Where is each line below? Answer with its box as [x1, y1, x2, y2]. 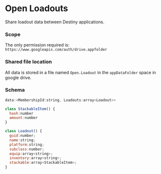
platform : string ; [9, 142, 45, 147]
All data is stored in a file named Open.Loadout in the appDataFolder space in [5, 69, 156, 75]
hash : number [9, 111, 34, 116]
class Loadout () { [5, 129, 42, 134]
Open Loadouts [5, 3, 68, 14]
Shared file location [5, 59, 52, 65]
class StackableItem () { [5, 106, 55, 111]
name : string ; [9, 138, 36, 142]
